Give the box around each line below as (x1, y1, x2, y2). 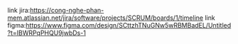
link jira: (7, 6, 31, 14)
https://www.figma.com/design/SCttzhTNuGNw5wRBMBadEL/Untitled (26, 21, 232, 29)
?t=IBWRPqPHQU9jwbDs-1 (7, 28, 87, 37)
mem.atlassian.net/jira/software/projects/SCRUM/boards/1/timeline (7, 13, 204, 22)
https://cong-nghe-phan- (29, 6, 104, 14)
